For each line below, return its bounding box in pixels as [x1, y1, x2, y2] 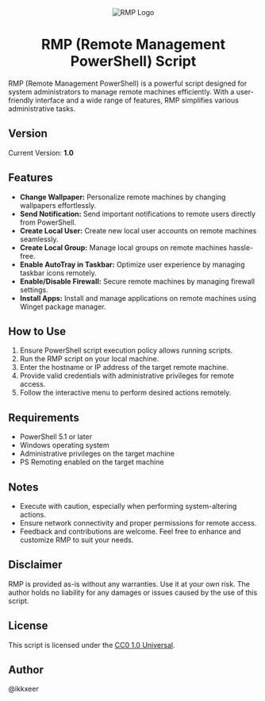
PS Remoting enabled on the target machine [19, 457, 164, 467]
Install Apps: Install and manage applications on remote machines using [19, 293, 256, 302]
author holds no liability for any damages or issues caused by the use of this [8, 587, 258, 597]
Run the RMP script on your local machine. [19, 354, 159, 364]
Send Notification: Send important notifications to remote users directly [19, 209, 256, 218]
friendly [8, 95, 34, 105]
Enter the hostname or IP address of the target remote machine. [19, 363, 229, 372]
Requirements [8, 410, 79, 424]
